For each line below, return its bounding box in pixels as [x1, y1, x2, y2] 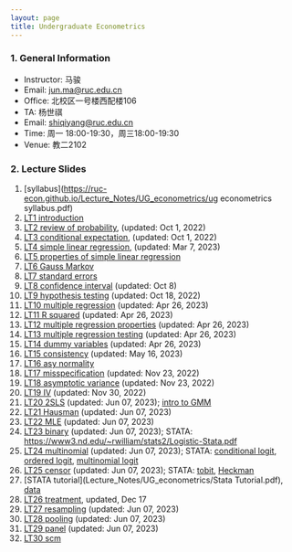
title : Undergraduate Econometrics [10, 22, 146, 31]
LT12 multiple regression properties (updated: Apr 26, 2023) [23, 319, 250, 330]
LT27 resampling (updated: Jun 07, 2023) [23, 504, 180, 515]
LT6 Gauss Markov [23, 261, 95, 272]
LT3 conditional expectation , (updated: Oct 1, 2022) [23, 232, 217, 243]
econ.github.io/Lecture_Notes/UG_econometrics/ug [23, 193, 218, 204]
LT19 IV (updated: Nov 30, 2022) [23, 387, 147, 398]
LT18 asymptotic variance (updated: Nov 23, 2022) [23, 377, 215, 388]
